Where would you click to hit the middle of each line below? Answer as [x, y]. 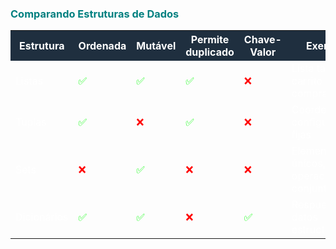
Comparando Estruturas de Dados [95, 14]
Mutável [156, 46]
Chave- [262, 40]
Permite [210, 40]
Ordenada [102, 46]
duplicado [210, 52]
